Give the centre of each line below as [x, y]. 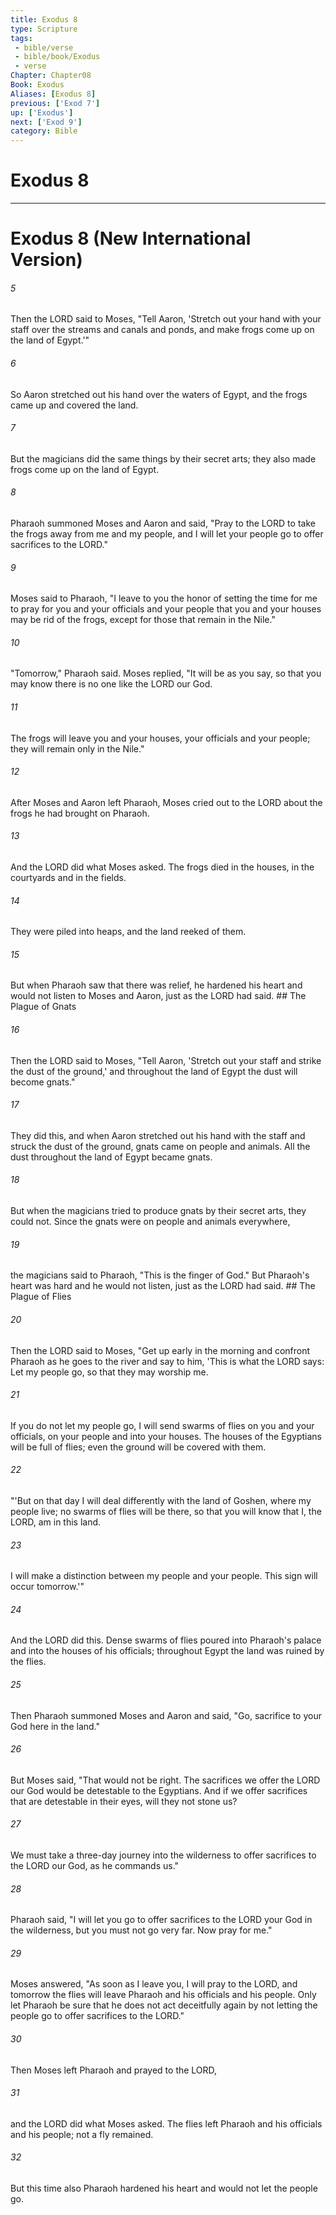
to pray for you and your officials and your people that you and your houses [166, 609]
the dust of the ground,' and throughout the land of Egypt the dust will [154, 1071]
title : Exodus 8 [44, 19]
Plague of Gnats [43, 1007]
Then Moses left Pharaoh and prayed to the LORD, [114, 2070]
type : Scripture [44, 29]
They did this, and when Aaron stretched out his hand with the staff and [158, 1135]
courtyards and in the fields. [68, 878]
